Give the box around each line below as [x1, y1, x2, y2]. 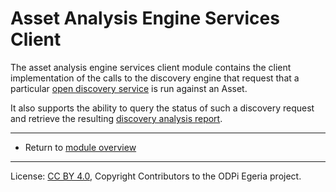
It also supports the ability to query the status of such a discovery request [10, 102, 315, 114]
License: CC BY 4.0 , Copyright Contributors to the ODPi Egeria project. [10, 170, 302, 182]
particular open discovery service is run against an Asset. [10, 82, 248, 94]
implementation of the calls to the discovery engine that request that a [10, 72, 300, 84]
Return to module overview [24, 141, 137, 153]
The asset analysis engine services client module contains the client [10, 61, 292, 73]
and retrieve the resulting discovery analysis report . [10, 112, 223, 124]
